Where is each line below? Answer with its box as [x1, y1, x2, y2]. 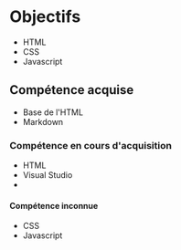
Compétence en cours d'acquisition [9, 139, 172, 151]
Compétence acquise [9, 82, 134, 98]
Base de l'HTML [22, 107, 84, 118]
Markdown [22, 116, 64, 127]
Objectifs [9, 6, 81, 27]
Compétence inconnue [9, 200, 99, 211]
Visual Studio [22, 170, 73, 181]
